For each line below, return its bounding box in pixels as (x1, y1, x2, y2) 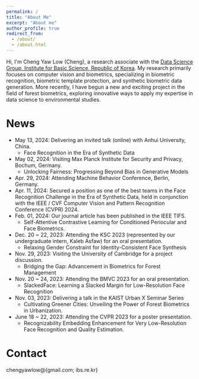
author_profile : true (6, 25, 60, 31)
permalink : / (6, 8, 39, 15)
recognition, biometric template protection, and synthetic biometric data (6, 77, 182, 84)
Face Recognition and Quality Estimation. (23, 326, 125, 333)
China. (14, 143, 31, 150)
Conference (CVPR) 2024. (14, 206, 79, 213)
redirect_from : (6, 31, 44, 37)
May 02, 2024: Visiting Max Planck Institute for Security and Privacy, (14, 155, 183, 162)
